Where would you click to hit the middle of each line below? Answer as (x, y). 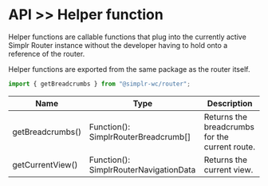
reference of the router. (47, 53)
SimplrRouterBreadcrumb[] (140, 137)
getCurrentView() (45, 164)
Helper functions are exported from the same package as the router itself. (129, 69)
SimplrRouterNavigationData (142, 169)
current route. (229, 147)
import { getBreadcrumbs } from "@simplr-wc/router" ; (100, 84)
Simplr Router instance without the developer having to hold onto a (118, 45)
